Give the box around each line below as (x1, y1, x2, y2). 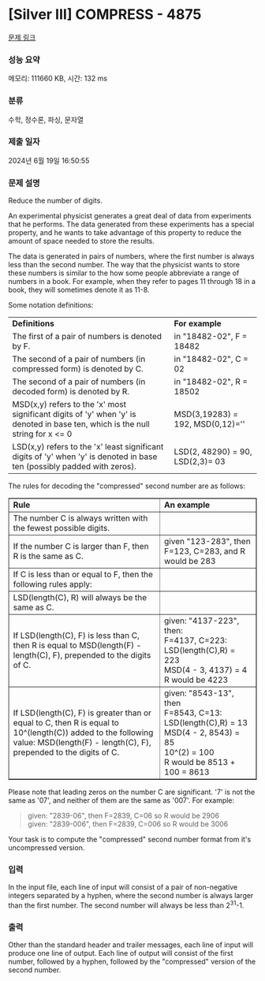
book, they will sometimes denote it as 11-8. (8, 285, 150, 295)
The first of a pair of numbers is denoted (12, 331, 162, 342)
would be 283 (164, 556, 216, 567)
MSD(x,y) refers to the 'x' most (12, 399, 126, 410)
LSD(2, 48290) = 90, (174, 446, 252, 457)
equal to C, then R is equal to (13, 718, 120, 729)
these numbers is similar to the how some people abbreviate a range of (8, 268, 240, 278)
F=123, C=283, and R (164, 546, 246, 557)
